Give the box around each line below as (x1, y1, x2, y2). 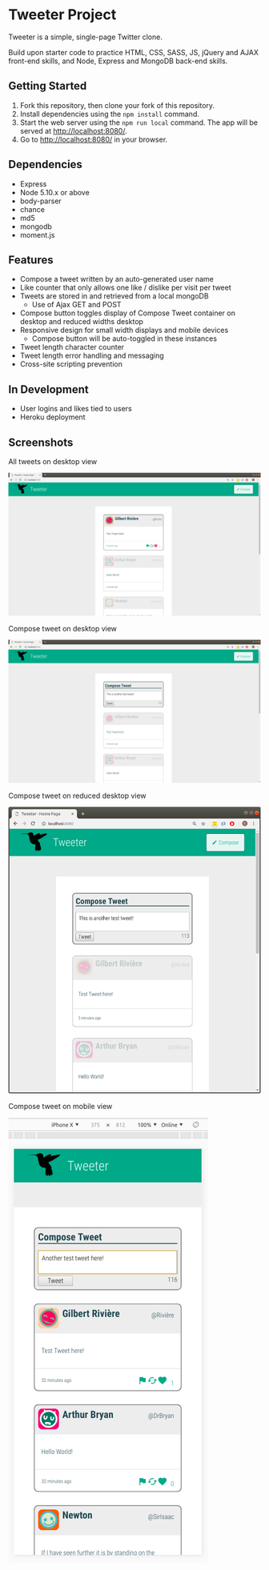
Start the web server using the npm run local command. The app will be (19, 118, 259, 127)
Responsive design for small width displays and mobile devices (19, 326, 229, 335)
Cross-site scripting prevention (19, 359, 122, 369)
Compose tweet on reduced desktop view (8, 791, 147, 800)
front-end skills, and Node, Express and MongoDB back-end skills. (8, 56, 228, 66)
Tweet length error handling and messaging (19, 350, 164, 361)
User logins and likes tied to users (19, 404, 132, 414)
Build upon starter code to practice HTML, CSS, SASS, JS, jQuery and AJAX (8, 47, 259, 57)
